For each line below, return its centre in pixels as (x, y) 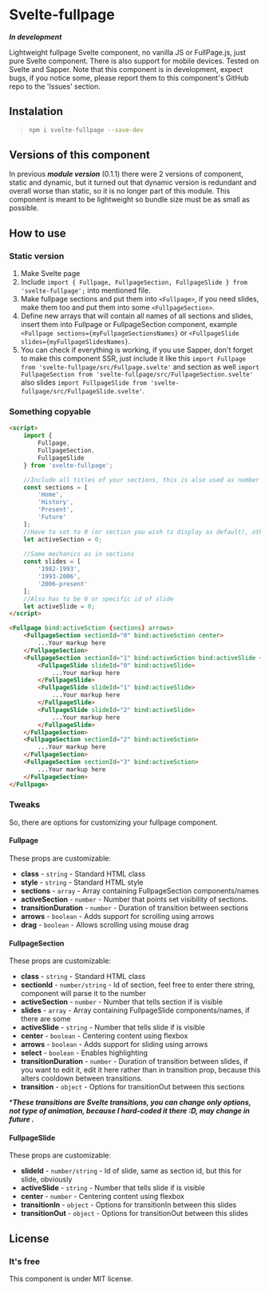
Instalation (36, 112)
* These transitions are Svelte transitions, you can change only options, (130, 1102)
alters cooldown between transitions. (81, 1078)
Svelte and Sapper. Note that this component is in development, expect (126, 69)
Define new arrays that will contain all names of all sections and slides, (137, 316)
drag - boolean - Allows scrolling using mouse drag (105, 925)
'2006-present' (63, 584)
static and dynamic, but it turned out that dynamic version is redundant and (133, 182)
